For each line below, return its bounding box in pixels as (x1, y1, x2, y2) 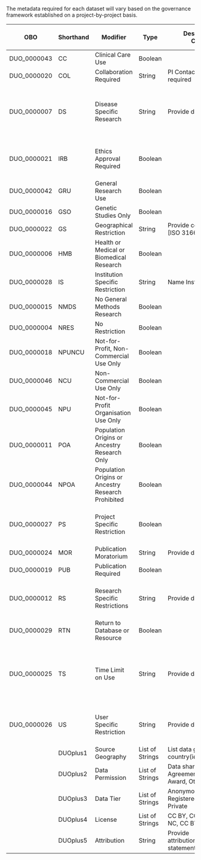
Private (167, 802, 188, 810)
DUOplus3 (57, 795, 88, 803)
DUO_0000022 (9, 225, 53, 233)
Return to (95, 619, 121, 627)
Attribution (95, 837, 124, 844)
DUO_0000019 (9, 566, 53, 574)
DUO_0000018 (9, 348, 53, 356)
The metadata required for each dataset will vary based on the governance (6, 5, 191, 12)
